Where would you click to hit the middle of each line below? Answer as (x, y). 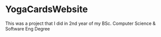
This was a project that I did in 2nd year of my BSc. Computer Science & (80, 23)
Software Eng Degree (28, 28)
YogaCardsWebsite (47, 9)
